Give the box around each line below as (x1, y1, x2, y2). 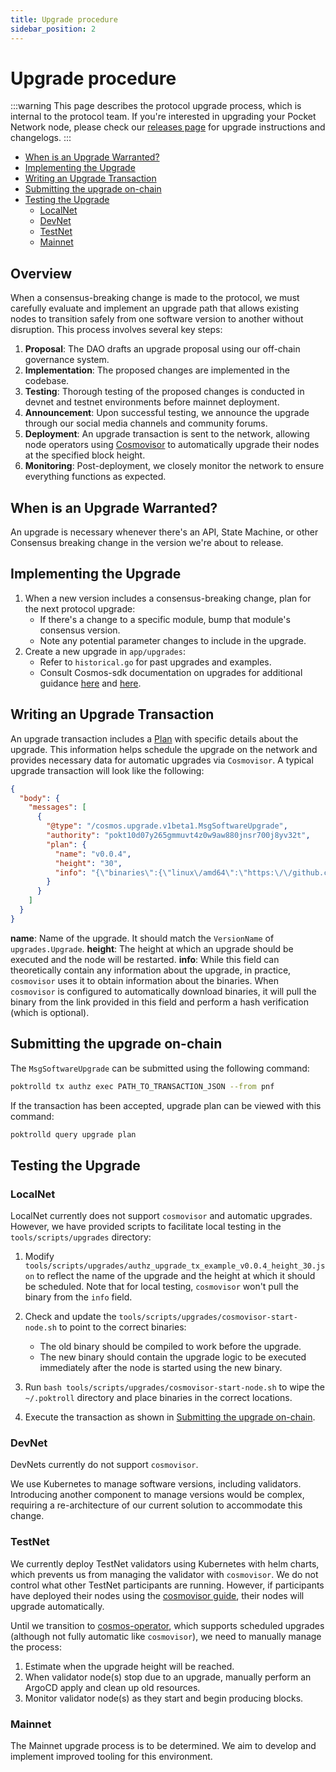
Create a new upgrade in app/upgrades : (24, 645, 186, 657)
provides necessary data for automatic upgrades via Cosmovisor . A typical (10, 754, 314, 766)
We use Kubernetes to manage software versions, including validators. (10, 1478, 302, 1490)
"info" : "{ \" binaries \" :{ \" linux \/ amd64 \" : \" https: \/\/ (54, 867, 293, 878)
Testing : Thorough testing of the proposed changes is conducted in (24, 386, 305, 398)
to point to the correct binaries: (58, 1321, 187, 1333)
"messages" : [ (28, 802, 87, 813)
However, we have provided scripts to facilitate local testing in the (10, 1221, 282, 1233)
